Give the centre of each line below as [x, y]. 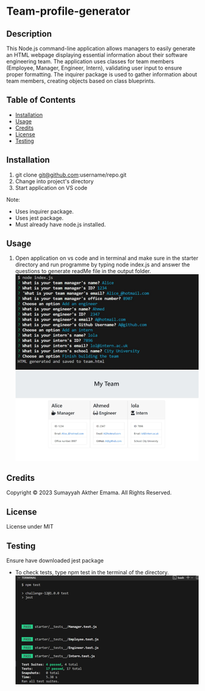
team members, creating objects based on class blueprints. [81, 81]
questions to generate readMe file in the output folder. [83, 271]
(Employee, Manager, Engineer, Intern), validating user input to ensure [94, 68]
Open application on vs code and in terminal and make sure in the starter [106, 258]
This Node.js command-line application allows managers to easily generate [101, 48]
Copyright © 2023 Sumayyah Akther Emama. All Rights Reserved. [89, 492]
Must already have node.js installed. [60, 224]
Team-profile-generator [68, 11]
